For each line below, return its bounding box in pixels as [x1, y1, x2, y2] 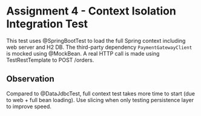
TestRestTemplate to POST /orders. [6, 56, 94, 63]
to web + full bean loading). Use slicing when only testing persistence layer [6, 96, 194, 103]
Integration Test [6, 17, 88, 31]
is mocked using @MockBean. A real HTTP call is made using [6, 50, 160, 57]
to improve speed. [6, 103, 51, 110]
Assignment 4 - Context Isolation [6, 4, 177, 18]
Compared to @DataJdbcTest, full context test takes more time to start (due [6, 89, 196, 97]
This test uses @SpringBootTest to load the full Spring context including [6, 37, 186, 44]
